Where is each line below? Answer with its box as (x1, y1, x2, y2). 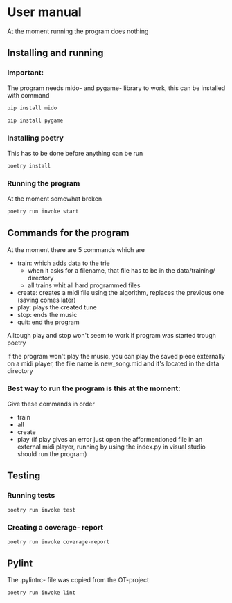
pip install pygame (7, 117, 64, 124)
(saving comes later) (17, 296, 76, 304)
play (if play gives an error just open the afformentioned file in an (17, 435, 203, 443)
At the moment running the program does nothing (7, 27, 149, 35)
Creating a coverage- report (7, 523, 104, 532)
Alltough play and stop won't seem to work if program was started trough (7, 331, 217, 339)
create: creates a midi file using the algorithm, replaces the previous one (17, 288, 224, 296)
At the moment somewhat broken (7, 195, 102, 203)
